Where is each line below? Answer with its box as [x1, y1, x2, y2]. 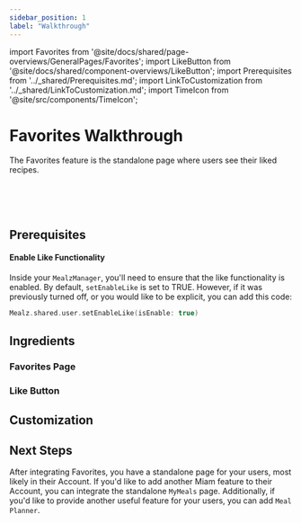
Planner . [9, 505, 40, 516]
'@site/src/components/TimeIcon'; [9, 93, 138, 104]
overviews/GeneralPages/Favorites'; [9, 56, 144, 66]
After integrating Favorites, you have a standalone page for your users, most [9, 466, 292, 477]
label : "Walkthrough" [9, 22, 91, 31]
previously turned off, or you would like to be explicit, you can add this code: [9, 291, 292, 302]
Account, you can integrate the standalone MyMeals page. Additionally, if [9, 486, 276, 497]
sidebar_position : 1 [9, 13, 87, 22]
